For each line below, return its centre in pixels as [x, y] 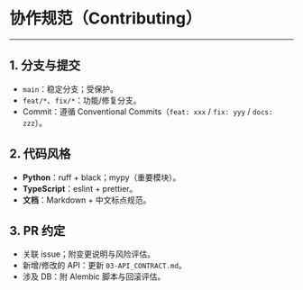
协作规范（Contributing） [106, 18]
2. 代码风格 [40, 154]
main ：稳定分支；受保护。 [70, 89]
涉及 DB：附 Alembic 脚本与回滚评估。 [94, 276]
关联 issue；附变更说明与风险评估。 [89, 254]
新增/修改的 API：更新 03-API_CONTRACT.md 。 [104, 266]
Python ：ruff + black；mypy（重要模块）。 [101, 177]
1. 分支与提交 [45, 65]
